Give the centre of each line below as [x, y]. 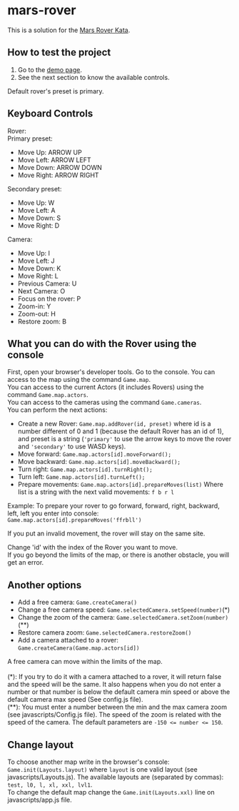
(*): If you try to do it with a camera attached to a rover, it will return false [115, 677]
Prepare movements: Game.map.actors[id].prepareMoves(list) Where [120, 485]
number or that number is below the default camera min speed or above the [119, 692]
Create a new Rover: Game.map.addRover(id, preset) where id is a [115, 424]
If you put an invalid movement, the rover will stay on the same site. [106, 533]
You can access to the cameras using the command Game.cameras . [105, 403]
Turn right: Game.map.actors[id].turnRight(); [85, 469]
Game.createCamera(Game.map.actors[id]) [78, 648]
